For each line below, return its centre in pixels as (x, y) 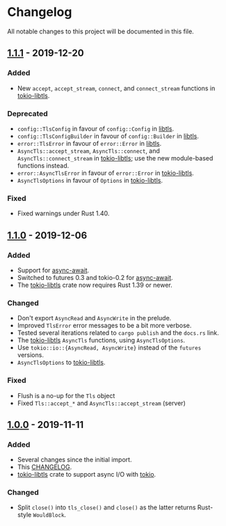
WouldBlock (49, 516)
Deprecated (28, 113)
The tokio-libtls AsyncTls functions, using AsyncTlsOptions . (101, 340)
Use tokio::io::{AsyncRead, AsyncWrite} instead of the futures (109, 347)
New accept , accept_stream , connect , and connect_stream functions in (116, 88)
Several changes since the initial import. (74, 460)
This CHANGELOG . (45, 467)
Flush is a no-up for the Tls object (66, 395)
